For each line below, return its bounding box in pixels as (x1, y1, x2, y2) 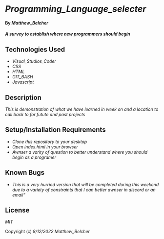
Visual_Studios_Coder (12, 58, 56, 64)
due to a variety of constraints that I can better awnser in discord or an (12, 187, 156, 192)
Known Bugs (5, 168, 45, 177)
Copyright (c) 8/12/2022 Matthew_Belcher (5, 229, 90, 235)
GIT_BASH (12, 74, 33, 80)
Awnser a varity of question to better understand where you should (12, 149, 148, 155)
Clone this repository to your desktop (12, 139, 87, 144)
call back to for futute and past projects (5, 112, 85, 117)
